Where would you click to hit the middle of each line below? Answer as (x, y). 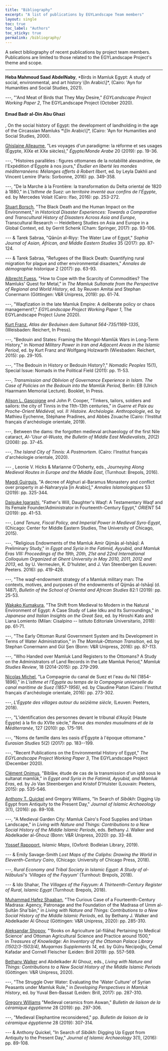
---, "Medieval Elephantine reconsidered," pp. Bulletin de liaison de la (77, 1017)
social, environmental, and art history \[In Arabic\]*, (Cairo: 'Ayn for (74, 82)
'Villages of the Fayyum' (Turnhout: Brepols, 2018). (81, 875)
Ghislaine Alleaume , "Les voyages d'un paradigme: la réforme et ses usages (84, 146)
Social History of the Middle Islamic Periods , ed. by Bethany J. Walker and (81, 916)
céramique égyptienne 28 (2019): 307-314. (49, 1023)
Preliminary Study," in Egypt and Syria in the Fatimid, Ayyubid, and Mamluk (82, 549)
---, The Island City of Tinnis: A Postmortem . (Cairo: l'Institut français (76, 452)
